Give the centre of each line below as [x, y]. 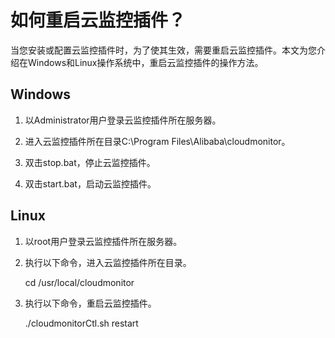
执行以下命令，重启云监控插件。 [90, 303]
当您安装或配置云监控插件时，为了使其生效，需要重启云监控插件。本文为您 [163, 50]
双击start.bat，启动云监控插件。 [90, 183]
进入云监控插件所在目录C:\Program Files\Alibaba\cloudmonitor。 [157, 141]
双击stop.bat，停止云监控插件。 [90, 162]
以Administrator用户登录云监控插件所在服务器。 [123, 120]
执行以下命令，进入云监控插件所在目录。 [108, 262]
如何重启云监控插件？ [98, 20]
